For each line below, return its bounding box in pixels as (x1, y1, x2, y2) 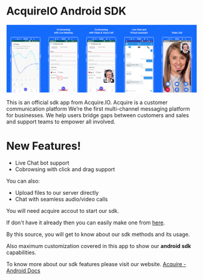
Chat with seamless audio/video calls (14, 195, 108, 203)
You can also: (6, 177, 40, 184)
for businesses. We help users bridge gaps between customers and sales (6, 111, 189, 119)
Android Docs (6, 267, 40, 274)
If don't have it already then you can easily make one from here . (6, 219, 165, 226)
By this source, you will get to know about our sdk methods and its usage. (6, 230, 190, 238)
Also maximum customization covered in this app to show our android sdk (6, 242, 192, 249)
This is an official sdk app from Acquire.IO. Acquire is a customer (6, 99, 168, 106)
